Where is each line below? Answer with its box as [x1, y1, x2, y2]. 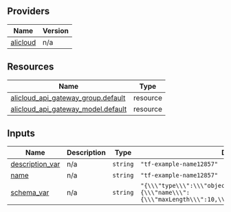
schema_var [10, 188, 49, 198]
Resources [7, 61, 54, 73]
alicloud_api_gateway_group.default [10, 93, 126, 103]
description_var [10, 160, 60, 169]
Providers [7, 6, 50, 17]
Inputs [7, 127, 36, 140]
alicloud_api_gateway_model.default [10, 104, 127, 114]
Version [42, 25, 69, 35]
